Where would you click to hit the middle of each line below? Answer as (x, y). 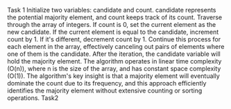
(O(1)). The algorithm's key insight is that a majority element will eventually (113, 76)
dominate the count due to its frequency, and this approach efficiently (107, 83)
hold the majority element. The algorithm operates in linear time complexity (114, 61)
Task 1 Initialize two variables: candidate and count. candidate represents (112, 10)
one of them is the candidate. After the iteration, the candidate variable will (114, 54)
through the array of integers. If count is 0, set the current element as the (112, 24)
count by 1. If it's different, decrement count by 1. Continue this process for (114, 39)
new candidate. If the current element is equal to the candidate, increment (113, 32)
